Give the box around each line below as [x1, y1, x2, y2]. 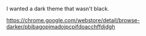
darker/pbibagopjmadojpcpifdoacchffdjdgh [6, 23, 115, 30]
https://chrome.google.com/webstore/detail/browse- [6, 17, 140, 23]
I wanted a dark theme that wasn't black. [6, 5, 109, 12]
